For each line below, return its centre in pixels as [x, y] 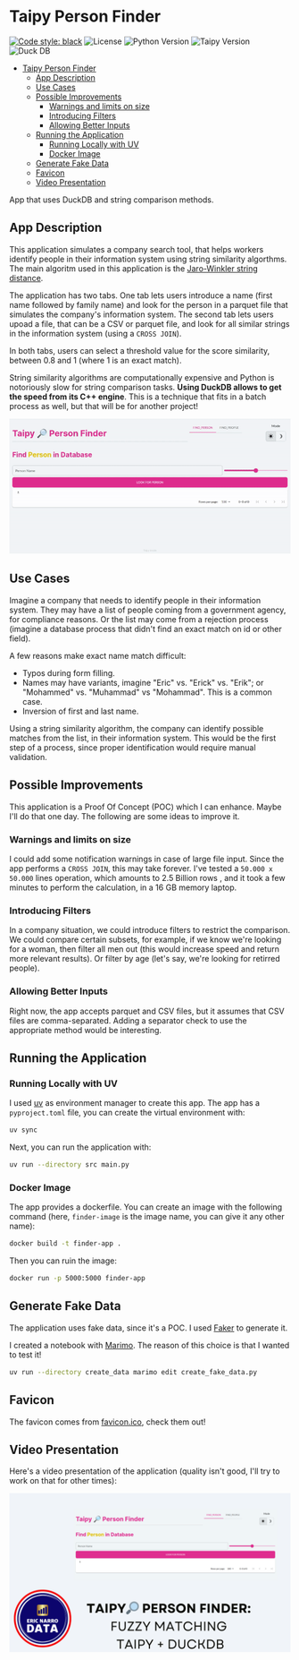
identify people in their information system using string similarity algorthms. [148, 259]
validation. [28, 757]
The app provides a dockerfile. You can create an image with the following [146, 1207]
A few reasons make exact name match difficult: [98, 655]
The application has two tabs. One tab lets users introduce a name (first [141, 295]
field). [20, 638]
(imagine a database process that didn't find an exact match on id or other [146, 629]
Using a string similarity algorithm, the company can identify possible [137, 728]
